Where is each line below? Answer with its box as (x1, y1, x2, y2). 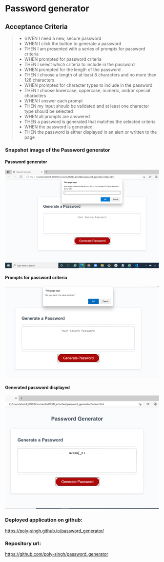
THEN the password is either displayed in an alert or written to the (24, 129, 157, 135)
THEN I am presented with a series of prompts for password (24, 46, 145, 51)
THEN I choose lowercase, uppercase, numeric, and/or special (24, 88, 150, 93)
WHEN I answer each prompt (24, 98, 83, 103)
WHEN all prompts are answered (24, 114, 90, 119)
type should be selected (24, 108, 73, 114)
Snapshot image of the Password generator (5, 147, 110, 153)
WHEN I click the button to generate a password (24, 41, 122, 47)
